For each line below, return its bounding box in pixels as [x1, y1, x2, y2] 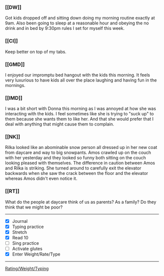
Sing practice [12, 240, 39, 246]
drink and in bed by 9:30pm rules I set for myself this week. [5, 25, 125, 31]
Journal [12, 218, 28, 224]
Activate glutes [12, 246, 42, 252]
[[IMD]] [5, 94, 23, 101]
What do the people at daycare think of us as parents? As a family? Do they [5, 199, 156, 205]
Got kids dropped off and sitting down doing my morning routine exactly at [5, 15, 155, 21]
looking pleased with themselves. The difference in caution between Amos [5, 160, 155, 166]
